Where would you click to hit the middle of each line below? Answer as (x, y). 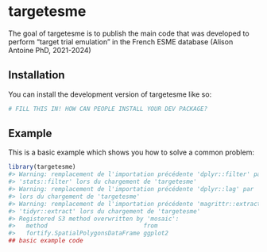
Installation (37, 75)
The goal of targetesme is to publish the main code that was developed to (129, 33)
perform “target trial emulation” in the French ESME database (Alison (121, 41)
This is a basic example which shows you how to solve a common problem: (131, 152)
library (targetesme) (43, 167)
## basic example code (46, 241)
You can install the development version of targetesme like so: (110, 94)
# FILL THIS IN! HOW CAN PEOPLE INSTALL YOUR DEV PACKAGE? (108, 109)
